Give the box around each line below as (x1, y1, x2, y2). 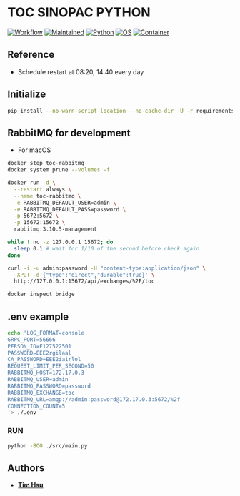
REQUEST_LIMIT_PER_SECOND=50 (7, 363, 94, 370)
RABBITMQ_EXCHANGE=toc (7, 389, 75, 396)
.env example (7, 310, 69, 323)
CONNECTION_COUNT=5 (7, 403, 66, 410)
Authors (7, 462, 45, 474)
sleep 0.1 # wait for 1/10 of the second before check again (14, 245, 200, 252)
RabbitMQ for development (7, 126, 131, 139)
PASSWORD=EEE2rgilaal (7, 349, 72, 357)
